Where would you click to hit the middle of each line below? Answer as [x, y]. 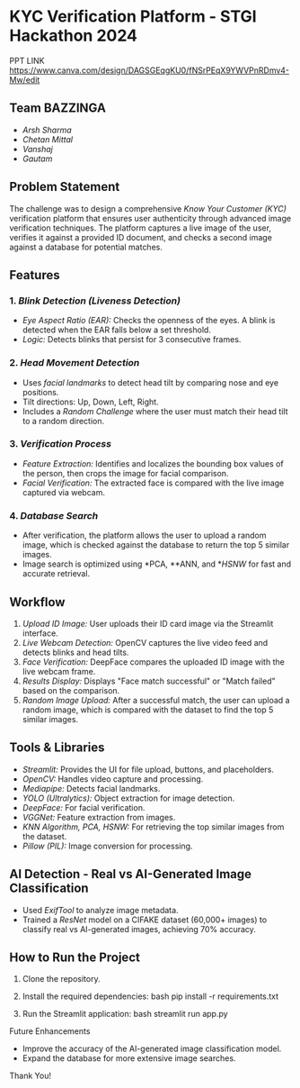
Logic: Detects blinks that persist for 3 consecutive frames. [132, 340]
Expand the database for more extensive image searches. [129, 1058]
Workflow [37, 602]
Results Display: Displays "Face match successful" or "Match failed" [149, 681]
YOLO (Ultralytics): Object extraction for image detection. [128, 798]
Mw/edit [25, 79]
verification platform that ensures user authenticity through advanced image [150, 218]
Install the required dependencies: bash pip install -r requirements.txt [150, 996]
